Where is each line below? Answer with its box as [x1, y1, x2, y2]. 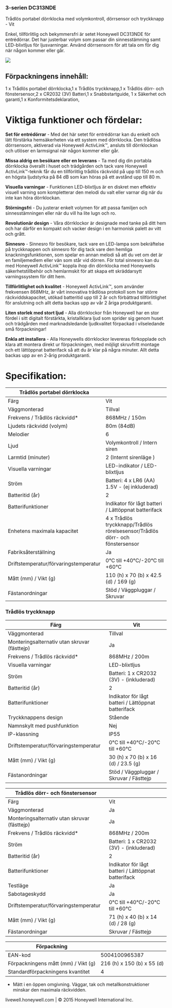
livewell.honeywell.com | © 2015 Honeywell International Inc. [5, 997, 134, 1003]
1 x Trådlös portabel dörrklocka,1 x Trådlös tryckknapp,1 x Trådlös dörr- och [5, 86, 164, 92]
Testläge [8, 882, 29, 889]
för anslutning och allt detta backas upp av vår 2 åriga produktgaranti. [5, 300, 153, 306]
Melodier [8, 430, 30, 438]
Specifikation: [5, 371, 67, 382]
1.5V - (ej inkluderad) [105, 483, 159, 490]
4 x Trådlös [105, 515, 133, 522]
